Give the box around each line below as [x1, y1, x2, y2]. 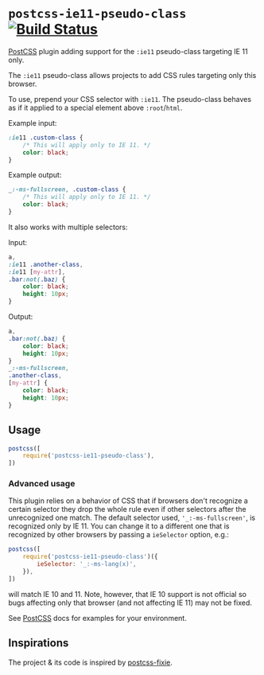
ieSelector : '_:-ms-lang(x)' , [37, 560, 137, 568]
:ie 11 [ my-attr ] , [8, 267, 66, 276]
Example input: [8, 118, 57, 127]
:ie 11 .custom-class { [8, 134, 83, 142]
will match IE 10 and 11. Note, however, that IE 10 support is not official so [8, 589, 247, 599]
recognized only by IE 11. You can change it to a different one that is [8, 521, 230, 531]
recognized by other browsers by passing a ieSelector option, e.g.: [8, 530, 229, 540]
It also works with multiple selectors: [8, 222, 129, 232]
